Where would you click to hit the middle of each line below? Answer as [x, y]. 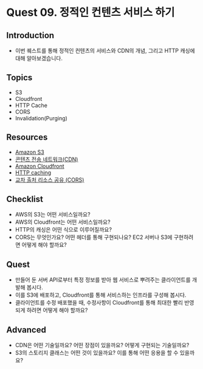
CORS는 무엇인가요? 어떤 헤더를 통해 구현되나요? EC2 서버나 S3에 [94, 237]
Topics [19, 78]
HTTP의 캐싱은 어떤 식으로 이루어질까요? [64, 230]
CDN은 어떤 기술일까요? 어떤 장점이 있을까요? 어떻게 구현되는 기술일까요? [102, 345]
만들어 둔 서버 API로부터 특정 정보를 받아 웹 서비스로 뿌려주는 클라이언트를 [103, 280]
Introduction [30, 35]
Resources [27, 137]
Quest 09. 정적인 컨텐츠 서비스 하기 [91, 12]
